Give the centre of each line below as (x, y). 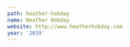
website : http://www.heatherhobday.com (65, 26)
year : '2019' (26, 33)
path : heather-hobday (39, 13)
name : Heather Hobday (39, 20)
